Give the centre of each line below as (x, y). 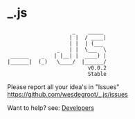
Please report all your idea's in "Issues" (63, 87)
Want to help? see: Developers (51, 108)
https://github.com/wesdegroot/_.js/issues (67, 94)
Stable (97, 74)
